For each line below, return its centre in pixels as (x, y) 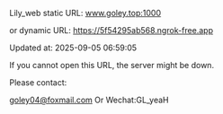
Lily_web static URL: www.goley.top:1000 (85, 13)
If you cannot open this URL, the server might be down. (111, 65)
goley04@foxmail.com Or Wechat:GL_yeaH (89, 100)
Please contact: (38, 83)
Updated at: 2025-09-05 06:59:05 (73, 48)
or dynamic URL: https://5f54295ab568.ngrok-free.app (111, 30)
